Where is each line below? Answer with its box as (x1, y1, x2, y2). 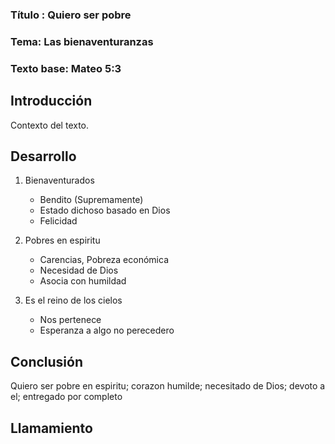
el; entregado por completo (10, 391, 123, 403)
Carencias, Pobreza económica (39, 254, 169, 266)
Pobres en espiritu (24, 234, 101, 247)
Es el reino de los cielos (24, 294, 123, 307)
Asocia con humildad (39, 275, 127, 287)
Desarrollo (10, 148, 77, 165)
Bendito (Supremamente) (39, 194, 144, 206)
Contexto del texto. (10, 119, 90, 131)
